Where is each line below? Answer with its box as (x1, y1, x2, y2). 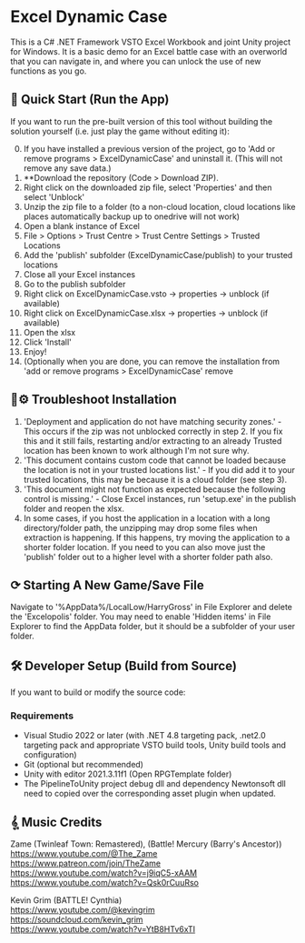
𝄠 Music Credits (10, 814, 103, 829)
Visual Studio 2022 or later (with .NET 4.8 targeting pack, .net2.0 (23, 730, 266, 741)
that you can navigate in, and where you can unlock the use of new (10, 55, 261, 66)
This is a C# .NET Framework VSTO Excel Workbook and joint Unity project (10, 36, 291, 47)
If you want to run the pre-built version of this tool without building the (10, 115, 273, 126)
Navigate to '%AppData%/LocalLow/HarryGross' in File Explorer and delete (10, 602, 293, 613)
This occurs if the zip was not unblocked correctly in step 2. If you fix (23, 426, 283, 436)
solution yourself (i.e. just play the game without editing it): (10, 125, 230, 136)
